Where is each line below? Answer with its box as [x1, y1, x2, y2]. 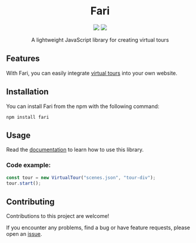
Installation [6, 87, 49, 97]
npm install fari [6, 114, 49, 120]
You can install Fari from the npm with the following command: [6, 103, 160, 110]
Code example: [6, 161, 51, 170]
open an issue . [6, 230, 43, 238]
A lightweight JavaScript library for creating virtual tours [31, 36, 169, 43]
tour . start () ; [6, 180, 42, 186]
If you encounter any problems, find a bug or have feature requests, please [6, 224, 191, 231]
